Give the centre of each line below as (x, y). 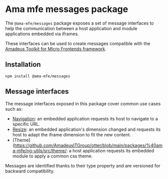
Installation (23, 64)
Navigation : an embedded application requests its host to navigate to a (85, 118)
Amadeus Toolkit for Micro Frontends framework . (56, 49)
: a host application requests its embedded (110, 150)
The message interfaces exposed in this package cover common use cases (83, 103)
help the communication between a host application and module (71, 28)
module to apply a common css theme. (52, 156)
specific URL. (26, 124)
